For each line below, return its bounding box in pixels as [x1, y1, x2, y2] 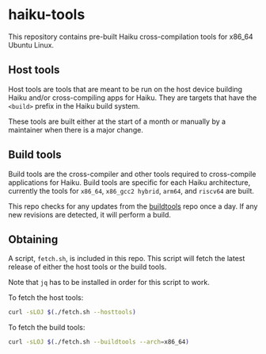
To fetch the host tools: [8, 293, 84, 302]
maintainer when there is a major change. [8, 125, 144, 134]
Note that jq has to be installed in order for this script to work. [8, 278, 210, 287]
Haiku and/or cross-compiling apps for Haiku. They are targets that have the [8, 93, 257, 102]
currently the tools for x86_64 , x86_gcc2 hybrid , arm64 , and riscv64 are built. [8, 186, 255, 195]
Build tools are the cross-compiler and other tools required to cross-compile [8, 169, 256, 179]
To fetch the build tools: [8, 323, 85, 333]
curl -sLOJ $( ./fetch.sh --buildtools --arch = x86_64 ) [8, 338, 190, 346]
